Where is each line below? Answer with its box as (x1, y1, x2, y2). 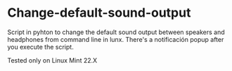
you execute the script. (7, 42, 74, 51)
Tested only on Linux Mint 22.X (7, 56, 98, 64)
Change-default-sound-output (7, 5, 191, 21)
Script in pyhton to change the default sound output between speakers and (7, 28, 225, 36)
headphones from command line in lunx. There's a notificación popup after (7, 35, 224, 43)
